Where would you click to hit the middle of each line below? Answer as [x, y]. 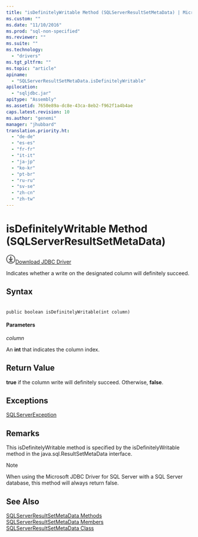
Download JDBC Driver [44, 262]
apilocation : [22, 87]
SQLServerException [32, 415]
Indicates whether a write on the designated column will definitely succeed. [98, 273]
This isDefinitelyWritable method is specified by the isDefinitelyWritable [93, 447]
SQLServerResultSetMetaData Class [50, 528]
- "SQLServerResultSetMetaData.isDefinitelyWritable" [79, 81]
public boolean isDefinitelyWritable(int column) [68, 312]
